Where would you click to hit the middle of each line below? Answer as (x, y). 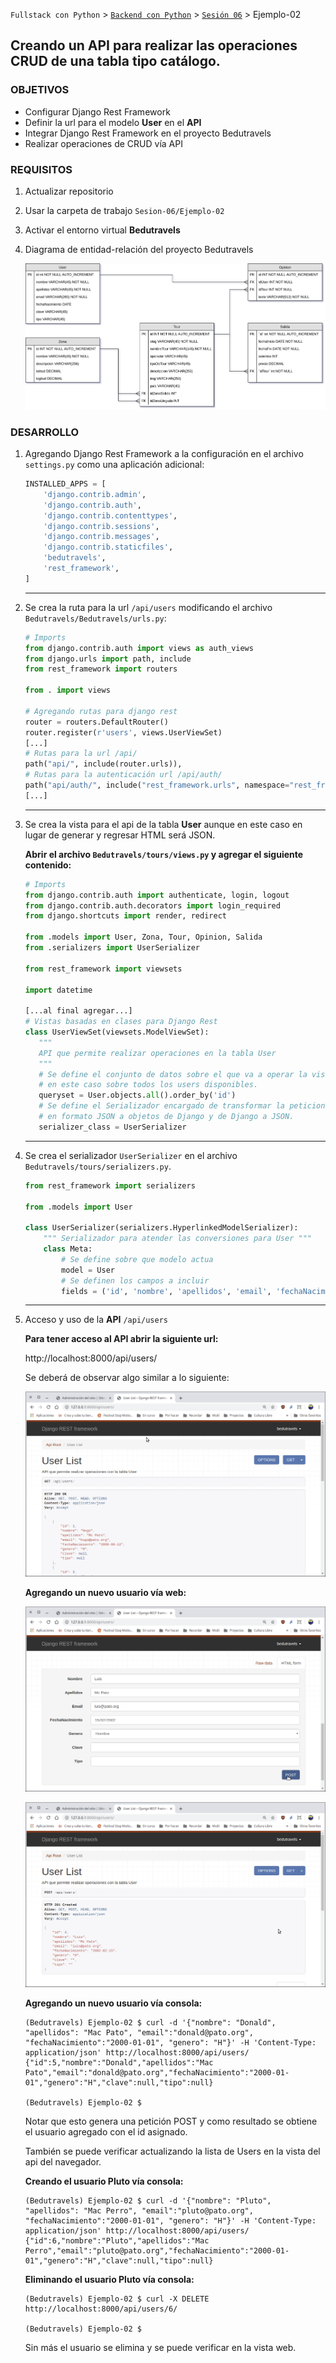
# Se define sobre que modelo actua (137, 1259)
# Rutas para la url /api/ (81, 754)
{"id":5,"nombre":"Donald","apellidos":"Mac (119, 2063)
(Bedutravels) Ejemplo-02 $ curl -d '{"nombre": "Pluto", (148, 2201)
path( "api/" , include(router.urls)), (103, 764)
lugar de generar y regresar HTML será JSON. (120, 835)
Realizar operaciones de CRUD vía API (103, 143)
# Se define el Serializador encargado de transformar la (162, 1106)
